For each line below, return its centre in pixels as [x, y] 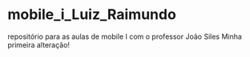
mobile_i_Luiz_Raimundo [92, 15]
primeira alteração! [38, 44]
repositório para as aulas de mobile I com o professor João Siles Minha [125, 36]
